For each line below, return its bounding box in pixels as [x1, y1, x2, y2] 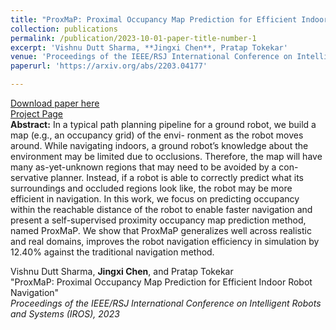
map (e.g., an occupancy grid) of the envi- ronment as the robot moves [10, 129, 304, 141]
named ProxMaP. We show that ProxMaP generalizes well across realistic [10, 225, 312, 236]
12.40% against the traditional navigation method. [10, 246, 215, 258]
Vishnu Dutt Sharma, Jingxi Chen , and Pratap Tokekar [10, 266, 234, 277]
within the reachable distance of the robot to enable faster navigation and [10, 204, 313, 215]
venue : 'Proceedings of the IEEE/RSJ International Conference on [10, 52, 293, 62]
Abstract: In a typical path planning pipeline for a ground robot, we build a [10, 119, 317, 130]
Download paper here [10, 97, 100, 109]
